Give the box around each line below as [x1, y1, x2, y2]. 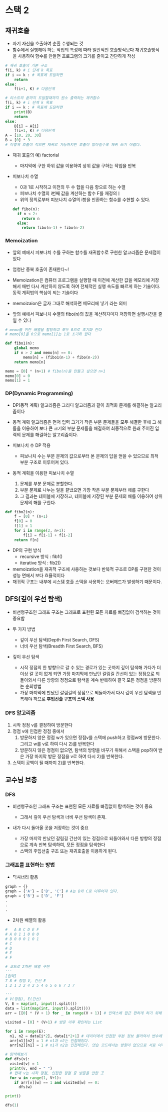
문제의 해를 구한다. [19, 499, 56, 505]
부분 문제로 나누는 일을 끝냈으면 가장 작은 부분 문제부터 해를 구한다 [19, 487, 149, 493]
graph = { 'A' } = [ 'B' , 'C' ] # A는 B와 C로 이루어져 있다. [5, 888, 119, 894]
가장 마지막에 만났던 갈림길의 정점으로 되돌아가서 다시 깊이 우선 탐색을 [19, 689, 156, 695]
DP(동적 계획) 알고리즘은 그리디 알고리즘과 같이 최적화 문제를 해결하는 [12, 402, 149, 408]
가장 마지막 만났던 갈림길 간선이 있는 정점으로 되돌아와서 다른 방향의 [19, 835, 152, 841]
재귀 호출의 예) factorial [12, 152, 59, 158]
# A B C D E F [5, 927, 39, 933]
